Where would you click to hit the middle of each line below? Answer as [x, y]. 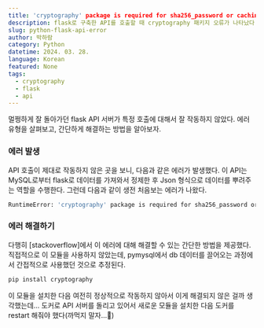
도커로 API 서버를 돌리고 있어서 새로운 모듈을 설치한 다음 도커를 [138, 305]
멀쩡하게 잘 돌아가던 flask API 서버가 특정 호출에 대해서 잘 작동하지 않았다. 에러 [129, 120]
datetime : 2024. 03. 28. [49, 52]
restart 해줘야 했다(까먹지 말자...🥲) [61, 315]
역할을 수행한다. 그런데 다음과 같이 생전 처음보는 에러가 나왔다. [112, 190]
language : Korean [37, 60]
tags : [17, 74]
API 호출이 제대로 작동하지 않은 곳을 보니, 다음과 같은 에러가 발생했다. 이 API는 [128, 170]
